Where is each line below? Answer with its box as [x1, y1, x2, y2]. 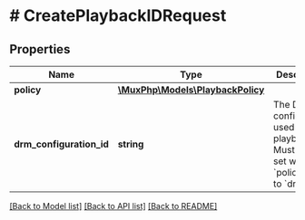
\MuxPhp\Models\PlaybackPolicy [117, 83, 265, 96]
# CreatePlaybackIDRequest [9, 5, 227, 26]
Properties [9, 42, 71, 57]
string [117, 138, 144, 150]
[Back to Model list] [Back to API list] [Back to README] [9, 201, 218, 211]
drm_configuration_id [14, 138, 109, 150]
